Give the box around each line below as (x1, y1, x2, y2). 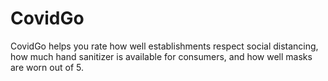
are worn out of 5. (10, 61, 84, 73)
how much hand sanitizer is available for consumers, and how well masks (10, 50, 313, 62)
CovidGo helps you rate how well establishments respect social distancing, (10, 40, 319, 52)
